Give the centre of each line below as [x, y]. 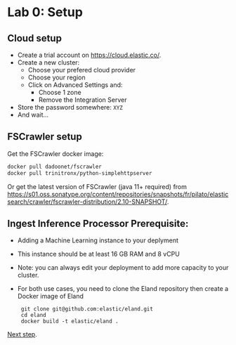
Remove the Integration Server [83, 100]
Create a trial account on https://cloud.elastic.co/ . [89, 55]
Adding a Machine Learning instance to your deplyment [98, 240]
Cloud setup [34, 38]
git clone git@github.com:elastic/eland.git [87, 309]
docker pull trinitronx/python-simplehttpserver [80, 173]
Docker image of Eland [51, 297]
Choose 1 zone [60, 92]
